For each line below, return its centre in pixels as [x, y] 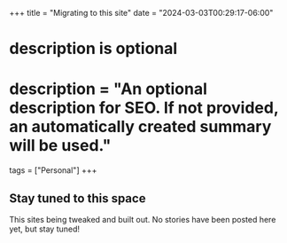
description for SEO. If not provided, [144, 108]
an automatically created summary [140, 127]
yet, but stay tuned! [45, 229]
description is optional [93, 49]
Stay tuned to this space [78, 198]
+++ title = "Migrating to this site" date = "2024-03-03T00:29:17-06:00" [141, 13]
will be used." [60, 146]
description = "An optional [109, 89]
